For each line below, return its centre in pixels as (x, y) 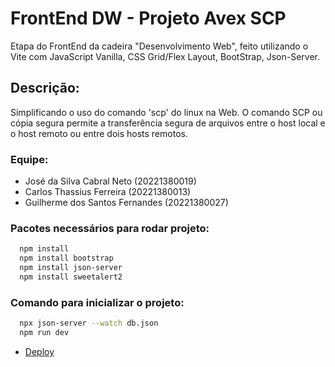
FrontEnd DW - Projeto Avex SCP (148, 18)
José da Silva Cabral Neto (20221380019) (110, 181)
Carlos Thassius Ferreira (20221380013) (108, 192)
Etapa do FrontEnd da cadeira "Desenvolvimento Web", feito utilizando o (159, 46)
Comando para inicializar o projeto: (97, 302)
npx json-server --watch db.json (89, 323)
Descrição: (45, 88)
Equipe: (29, 159)
